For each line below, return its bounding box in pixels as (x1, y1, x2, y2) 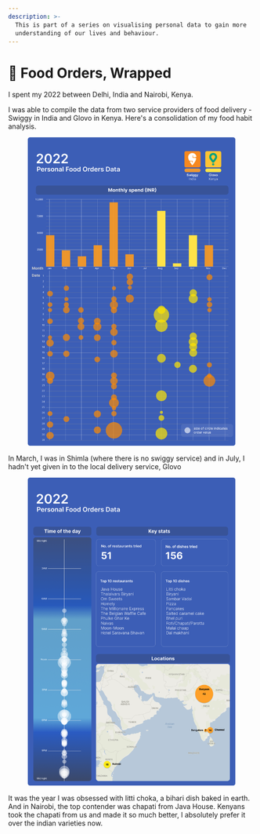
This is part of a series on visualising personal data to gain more (15, 20, 247, 29)
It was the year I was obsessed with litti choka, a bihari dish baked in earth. (8, 793, 251, 803)
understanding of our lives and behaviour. (15, 29, 159, 37)
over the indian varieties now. (8, 818, 103, 828)
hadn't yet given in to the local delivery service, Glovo (8, 461, 182, 471)
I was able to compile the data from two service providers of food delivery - (8, 105, 252, 115)
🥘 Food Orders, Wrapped (8, 64, 172, 82)
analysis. (8, 122, 37, 131)
